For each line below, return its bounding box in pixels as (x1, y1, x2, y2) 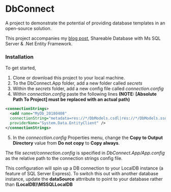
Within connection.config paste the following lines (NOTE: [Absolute (12, 91, 157, 97)
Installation (5, 53, 34, 60)
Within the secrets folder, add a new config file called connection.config (12, 86, 164, 92)
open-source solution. (5, 25, 52, 31)
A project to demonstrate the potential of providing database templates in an (5, 20, 165, 26)
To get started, (5, 65, 37, 71)
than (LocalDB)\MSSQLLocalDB (5, 181, 73, 187)
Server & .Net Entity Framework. (5, 40, 73, 46)
